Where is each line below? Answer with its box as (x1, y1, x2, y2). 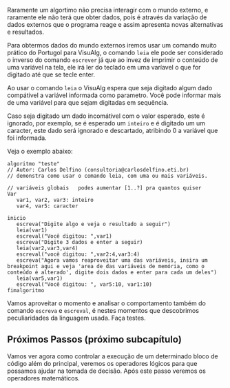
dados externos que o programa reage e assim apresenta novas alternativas (7, 21, 224, 28)
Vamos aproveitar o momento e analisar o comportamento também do (7, 299, 207, 307)
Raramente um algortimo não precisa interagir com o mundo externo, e (7, 6, 209, 14)
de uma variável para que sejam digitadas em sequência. (7, 99, 169, 106)
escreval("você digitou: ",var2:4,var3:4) (16, 251, 140, 258)
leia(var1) (16, 227, 48, 234)
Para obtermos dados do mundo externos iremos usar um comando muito (7, 41, 217, 49)
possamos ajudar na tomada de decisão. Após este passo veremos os (7, 367, 207, 375)
